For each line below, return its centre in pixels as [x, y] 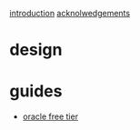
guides [36, 91]
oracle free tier [50, 116]
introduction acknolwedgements [70, 13]
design [36, 50]
